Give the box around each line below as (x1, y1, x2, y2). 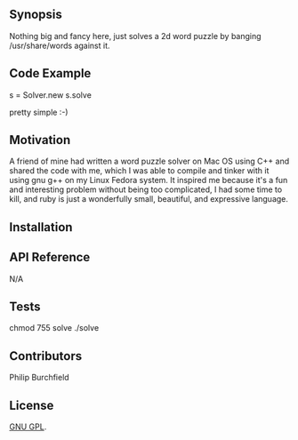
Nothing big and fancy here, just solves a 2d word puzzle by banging (9, 30, 262, 41)
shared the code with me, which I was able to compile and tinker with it (9, 165, 270, 176)
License (9, 397, 54, 412)
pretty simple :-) (9, 107, 68, 117)
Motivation (9, 132, 71, 148)
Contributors (9, 348, 83, 364)
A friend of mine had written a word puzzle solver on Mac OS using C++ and (9, 156, 290, 167)
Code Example (9, 66, 92, 81)
